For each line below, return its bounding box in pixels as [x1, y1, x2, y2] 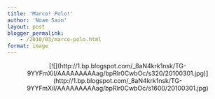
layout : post [7, 23, 46, 30]
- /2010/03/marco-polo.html [20, 36, 102, 43]
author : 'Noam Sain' [7, 17, 68, 24]
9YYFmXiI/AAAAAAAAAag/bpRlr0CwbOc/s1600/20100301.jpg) [27, 84, 209, 92]
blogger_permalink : [7, 29, 64, 37]
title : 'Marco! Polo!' [7, 10, 74, 17]
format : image [7, 43, 49, 49]
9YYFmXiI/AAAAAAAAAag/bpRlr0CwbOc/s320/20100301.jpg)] [27, 69, 209, 77]
